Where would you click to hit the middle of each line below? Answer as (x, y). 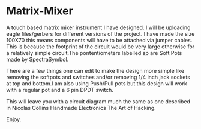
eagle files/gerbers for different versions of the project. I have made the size (100, 33)
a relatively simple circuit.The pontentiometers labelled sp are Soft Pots (94, 53)
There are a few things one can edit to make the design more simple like (95, 70)
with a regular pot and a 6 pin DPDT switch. (60, 90)
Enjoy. (14, 119)
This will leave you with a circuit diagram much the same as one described (98, 101)
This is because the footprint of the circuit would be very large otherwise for (100, 47)
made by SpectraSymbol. (37, 59)
